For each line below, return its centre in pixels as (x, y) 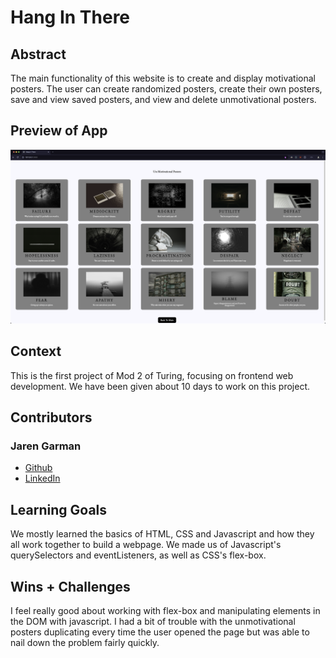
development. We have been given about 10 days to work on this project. (160, 386)
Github (38, 468)
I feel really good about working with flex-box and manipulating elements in (165, 611)
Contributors (51, 417)
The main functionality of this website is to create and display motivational (163, 78)
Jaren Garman (46, 446)
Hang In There (70, 17)
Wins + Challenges (70, 586)
